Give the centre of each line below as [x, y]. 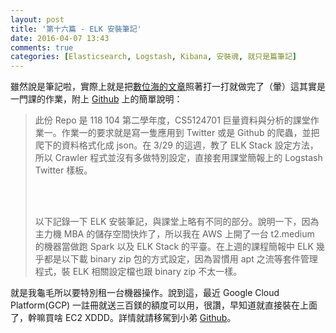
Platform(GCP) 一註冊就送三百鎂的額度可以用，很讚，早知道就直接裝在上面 [164, 305]
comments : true [42, 47]
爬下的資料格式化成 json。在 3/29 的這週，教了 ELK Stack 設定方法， [176, 145]
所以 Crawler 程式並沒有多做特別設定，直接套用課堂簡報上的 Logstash [178, 158]
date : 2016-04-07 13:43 [60, 38]
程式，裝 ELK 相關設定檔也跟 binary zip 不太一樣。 [138, 272]
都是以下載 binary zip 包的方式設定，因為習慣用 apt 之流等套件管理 [180, 259]
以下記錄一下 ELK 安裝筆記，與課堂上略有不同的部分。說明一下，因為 [177, 222]
